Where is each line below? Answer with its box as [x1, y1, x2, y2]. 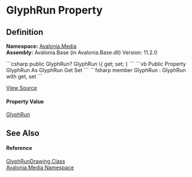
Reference [6, 145, 32, 152]
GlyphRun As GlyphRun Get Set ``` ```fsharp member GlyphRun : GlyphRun [6, 67, 186, 74]
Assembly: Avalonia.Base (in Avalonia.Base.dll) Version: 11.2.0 [6, 49, 158, 56]
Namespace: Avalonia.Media [6, 42, 77, 50]
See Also [6, 128, 40, 138]
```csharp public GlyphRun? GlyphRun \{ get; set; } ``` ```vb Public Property [6, 60, 186, 67]
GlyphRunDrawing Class [6, 158, 66, 165]
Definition [6, 27, 43, 37]
